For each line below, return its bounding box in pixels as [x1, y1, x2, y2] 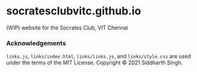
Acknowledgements [6, 39, 66, 47]
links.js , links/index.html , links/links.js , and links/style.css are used [6, 53, 192, 60]
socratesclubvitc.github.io [6, 4, 141, 18]
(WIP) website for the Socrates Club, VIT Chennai [6, 24, 128, 31]
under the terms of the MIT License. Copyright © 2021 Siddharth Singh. [6, 59, 183, 67]
